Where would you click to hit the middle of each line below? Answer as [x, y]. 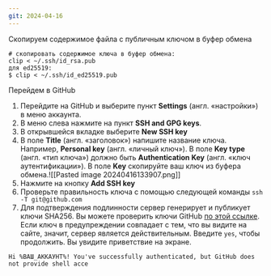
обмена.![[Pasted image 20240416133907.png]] [100, 174]
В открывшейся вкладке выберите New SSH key [104, 131]
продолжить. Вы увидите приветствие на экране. [106, 242]
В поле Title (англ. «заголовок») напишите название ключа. [123, 140]
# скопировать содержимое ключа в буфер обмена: [92, 53]
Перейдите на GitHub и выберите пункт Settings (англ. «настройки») [139, 105]
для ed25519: [30, 68]
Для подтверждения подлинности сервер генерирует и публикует [135, 207]
